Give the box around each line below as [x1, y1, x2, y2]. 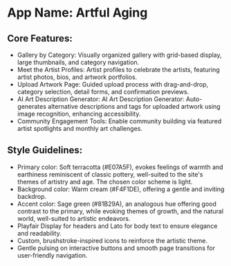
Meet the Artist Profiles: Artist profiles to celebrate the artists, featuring [17, 66, 220, 73]
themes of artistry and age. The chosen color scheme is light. [17, 177, 193, 186]
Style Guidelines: [7, 144, 83, 157]
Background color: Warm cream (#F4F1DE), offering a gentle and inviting [17, 185, 225, 193]
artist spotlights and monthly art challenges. [17, 125, 143, 132]
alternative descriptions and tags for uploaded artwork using [48, 103, 221, 110]
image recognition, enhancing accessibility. [17, 109, 141, 118]
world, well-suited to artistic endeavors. [17, 214, 131, 222]
